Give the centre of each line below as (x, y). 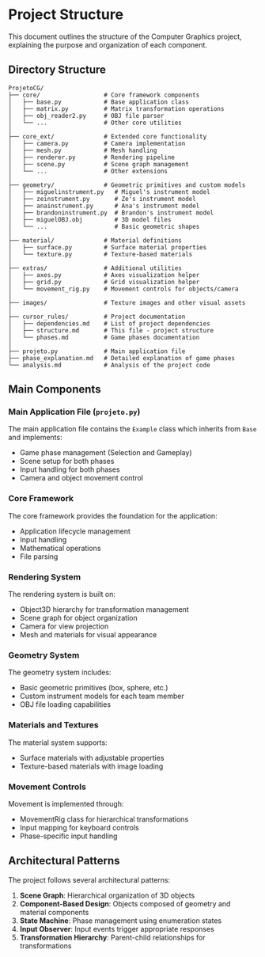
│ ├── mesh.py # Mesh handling (83, 150)
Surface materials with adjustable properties (92, 758)
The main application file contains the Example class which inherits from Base (132, 429)
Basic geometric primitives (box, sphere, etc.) (94, 688)
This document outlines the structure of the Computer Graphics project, (125, 36)
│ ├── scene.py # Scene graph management (99, 164)
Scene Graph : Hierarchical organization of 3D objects (107, 895)
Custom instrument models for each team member (102, 696)
